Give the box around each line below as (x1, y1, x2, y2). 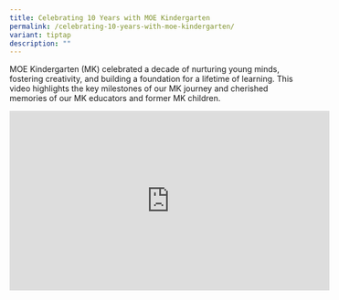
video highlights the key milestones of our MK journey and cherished (9, 83, 269, 94)
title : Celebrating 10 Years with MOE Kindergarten (9, 13, 210, 23)
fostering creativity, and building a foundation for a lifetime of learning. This (9, 74, 294, 85)
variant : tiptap (9, 30, 71, 39)
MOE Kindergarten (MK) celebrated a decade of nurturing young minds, (9, 64, 281, 75)
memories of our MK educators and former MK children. (9, 93, 221, 104)
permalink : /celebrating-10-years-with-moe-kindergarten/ (9, 22, 235, 31)
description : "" (9, 38, 71, 48)
